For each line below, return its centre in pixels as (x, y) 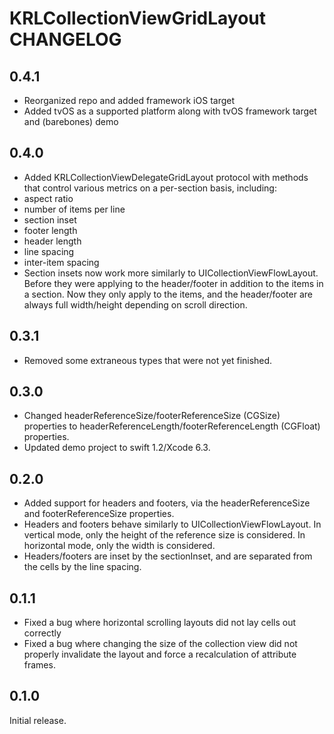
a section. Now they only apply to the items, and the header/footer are (168, 294)
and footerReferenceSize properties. (99, 514)
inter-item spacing (61, 262)
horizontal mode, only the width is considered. (119, 546)
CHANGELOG (65, 39)
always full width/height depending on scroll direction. (135, 304)
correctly (42, 633)
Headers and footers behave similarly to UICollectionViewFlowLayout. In (172, 524)
